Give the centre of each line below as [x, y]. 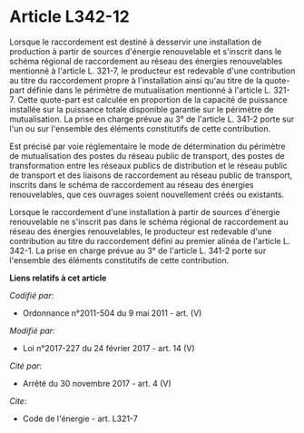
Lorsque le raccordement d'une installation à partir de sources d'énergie [145, 212]
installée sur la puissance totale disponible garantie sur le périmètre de [142, 109]
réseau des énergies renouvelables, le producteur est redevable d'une [141, 231]
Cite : [18, 400]
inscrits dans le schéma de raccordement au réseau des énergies [132, 184]
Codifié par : [32, 295]
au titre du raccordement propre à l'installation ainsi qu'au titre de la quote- [150, 80]
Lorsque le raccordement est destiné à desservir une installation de [136, 42]
